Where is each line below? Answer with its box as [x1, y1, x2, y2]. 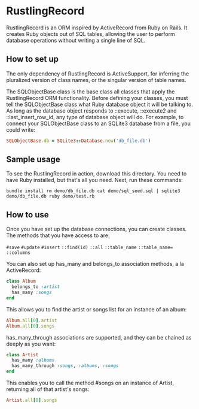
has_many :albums [11, 358, 55, 363]
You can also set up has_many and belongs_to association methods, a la [6, 260, 184, 268]
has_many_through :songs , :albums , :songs [11, 363, 119, 369]
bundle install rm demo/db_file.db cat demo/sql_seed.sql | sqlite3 [6, 188, 180, 194]
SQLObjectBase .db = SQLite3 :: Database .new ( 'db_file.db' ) [6, 138, 151, 144]
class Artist [6, 352, 39, 358]
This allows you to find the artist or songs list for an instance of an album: [6, 305, 187, 313]
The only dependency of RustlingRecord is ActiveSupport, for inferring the [6, 70, 189, 77]
